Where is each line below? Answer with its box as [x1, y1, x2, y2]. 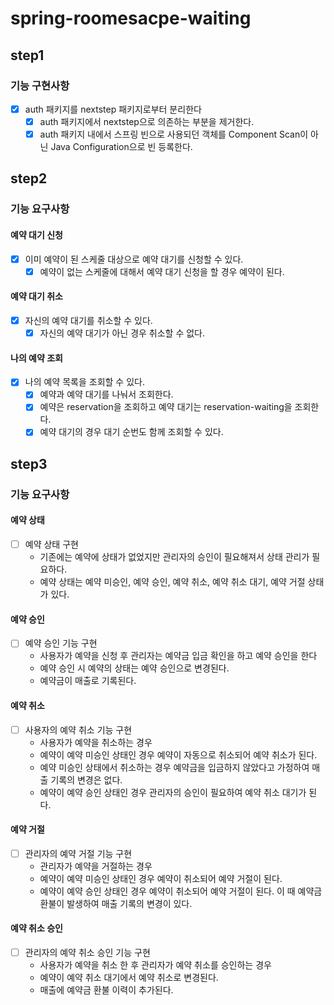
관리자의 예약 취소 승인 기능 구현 [24, 947, 151, 959]
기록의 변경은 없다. [50, 773, 123, 786]
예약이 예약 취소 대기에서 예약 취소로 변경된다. [39, 972, 219, 984]
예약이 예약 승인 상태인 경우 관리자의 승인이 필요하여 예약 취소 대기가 [39, 786, 307, 798]
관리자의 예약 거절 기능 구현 [24, 847, 133, 859]
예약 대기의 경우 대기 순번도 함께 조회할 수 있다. [39, 426, 224, 438]
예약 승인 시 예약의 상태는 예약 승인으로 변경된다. [39, 662, 230, 674]
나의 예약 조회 [10, 352, 63, 364]
